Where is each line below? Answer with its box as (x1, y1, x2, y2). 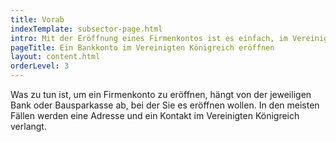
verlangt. (10, 121, 47, 132)
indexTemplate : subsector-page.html (10, 24, 163, 34)
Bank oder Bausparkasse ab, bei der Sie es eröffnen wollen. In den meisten (10, 99, 320, 111)
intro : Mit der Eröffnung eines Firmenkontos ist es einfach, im (10, 33, 288, 43)
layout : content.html (10, 52, 101, 62)
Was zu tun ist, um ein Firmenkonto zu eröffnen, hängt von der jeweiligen (10, 89, 312, 100)
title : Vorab (10, 14, 65, 25)
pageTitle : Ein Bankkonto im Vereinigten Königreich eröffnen (10, 42, 275, 53)
